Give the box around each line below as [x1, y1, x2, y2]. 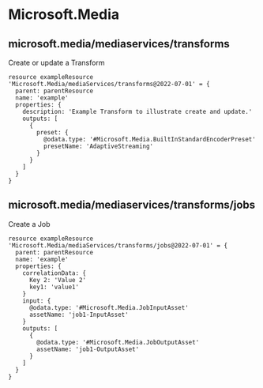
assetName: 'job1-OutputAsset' [36, 345, 140, 353]
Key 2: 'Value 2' [28, 276, 87, 284]
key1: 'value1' [28, 283, 80, 291]
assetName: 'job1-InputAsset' [28, 311, 129, 318]
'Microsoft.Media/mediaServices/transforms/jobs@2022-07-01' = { [8, 241, 227, 250]
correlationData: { [22, 269, 87, 277]
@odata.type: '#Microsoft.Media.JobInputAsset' [28, 303, 190, 311]
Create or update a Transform [8, 58, 105, 67]
